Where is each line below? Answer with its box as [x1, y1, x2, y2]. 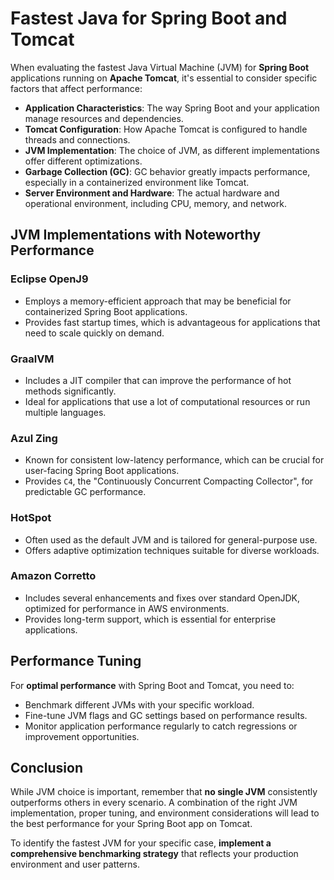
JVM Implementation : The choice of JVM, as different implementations [24, 144, 320, 156]
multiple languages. [24, 406, 107, 418]
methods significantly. [24, 385, 117, 397]
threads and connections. [24, 133, 131, 146]
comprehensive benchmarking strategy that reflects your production [10, 848, 299, 860]
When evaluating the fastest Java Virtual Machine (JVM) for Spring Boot [10, 61, 310, 73]
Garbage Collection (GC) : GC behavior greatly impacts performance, [24, 165, 311, 177]
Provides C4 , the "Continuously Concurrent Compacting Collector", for [24, 475, 314, 487]
